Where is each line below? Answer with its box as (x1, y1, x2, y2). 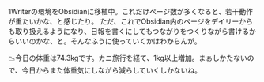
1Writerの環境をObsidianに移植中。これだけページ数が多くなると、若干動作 (8, 7, 253, 16)
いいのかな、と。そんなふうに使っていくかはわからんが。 (14, 36, 202, 46)
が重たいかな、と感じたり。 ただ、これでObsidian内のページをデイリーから (8, 17, 253, 26)
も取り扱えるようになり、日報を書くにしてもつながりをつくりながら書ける (8, 27, 250, 35)
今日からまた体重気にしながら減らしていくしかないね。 (21, 65, 202, 75)
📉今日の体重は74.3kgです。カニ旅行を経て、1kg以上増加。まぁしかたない (8, 54, 247, 62)
